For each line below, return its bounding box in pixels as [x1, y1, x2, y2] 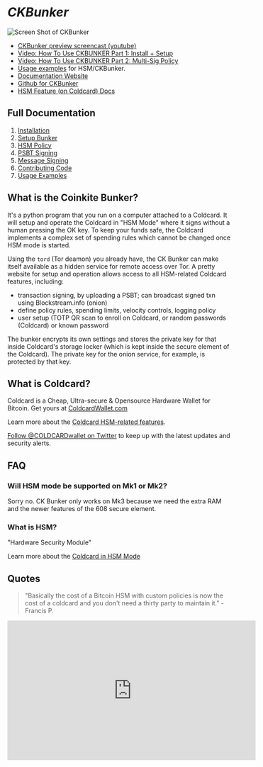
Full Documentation [7, 107, 96, 119]
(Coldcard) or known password [17, 320, 109, 330]
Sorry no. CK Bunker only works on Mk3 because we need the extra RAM [7, 497, 222, 505]
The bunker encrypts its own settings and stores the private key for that [7, 335, 217, 343]
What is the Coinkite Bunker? [7, 192, 139, 204]
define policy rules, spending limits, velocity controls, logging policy [17, 306, 216, 314]
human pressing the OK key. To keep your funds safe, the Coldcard [7, 225, 204, 234]
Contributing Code [17, 164, 72, 172]
